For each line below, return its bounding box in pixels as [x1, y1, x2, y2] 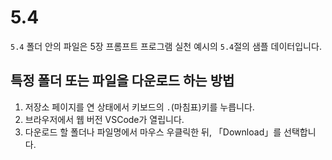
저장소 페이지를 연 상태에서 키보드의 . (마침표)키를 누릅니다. [24, 101, 255, 113]
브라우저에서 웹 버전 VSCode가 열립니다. [24, 113, 185, 125]
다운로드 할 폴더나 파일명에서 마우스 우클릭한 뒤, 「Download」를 [24, 126, 282, 138]
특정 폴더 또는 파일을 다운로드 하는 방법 [10, 72, 235, 90]
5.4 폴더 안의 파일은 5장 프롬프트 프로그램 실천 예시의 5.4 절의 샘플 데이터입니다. [10, 40, 322, 52]
